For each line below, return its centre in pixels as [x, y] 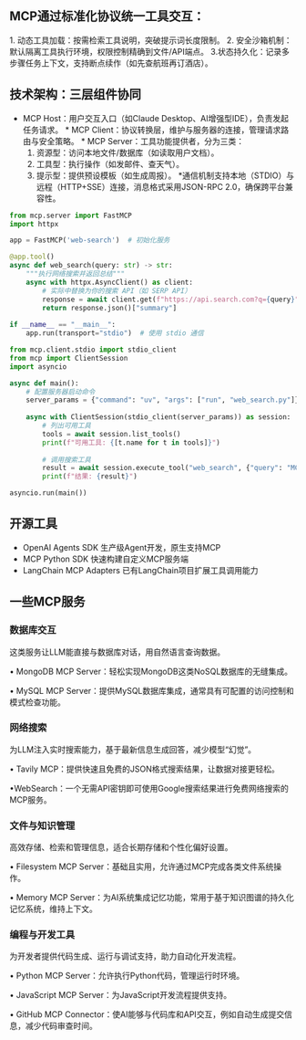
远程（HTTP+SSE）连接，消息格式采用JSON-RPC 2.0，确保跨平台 [160, 186]
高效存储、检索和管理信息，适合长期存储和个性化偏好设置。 [121, 847]
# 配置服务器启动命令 [61, 392]
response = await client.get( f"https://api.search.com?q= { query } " [171, 299]
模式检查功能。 [37, 702]
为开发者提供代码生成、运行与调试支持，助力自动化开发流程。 [125, 956]
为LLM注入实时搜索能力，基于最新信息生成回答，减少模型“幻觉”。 [133, 749]
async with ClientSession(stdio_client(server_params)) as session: [158, 417]
